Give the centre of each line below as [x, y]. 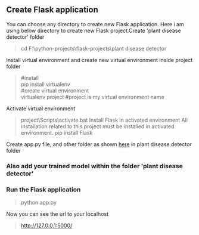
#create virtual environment [55, 90]
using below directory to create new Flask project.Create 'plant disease [94, 30]
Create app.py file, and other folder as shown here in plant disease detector [99, 144]
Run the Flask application [43, 189]
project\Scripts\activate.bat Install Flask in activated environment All [104, 120]
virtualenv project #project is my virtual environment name [93, 97]
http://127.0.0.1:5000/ [46, 225]
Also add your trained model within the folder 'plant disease [94, 166]
